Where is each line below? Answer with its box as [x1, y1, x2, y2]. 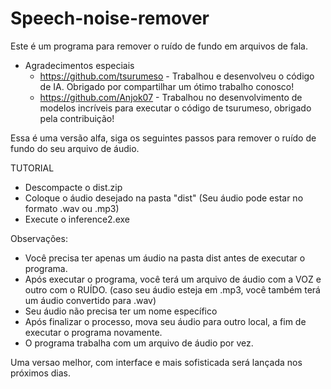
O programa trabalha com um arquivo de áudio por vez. [24, 337, 254, 349]
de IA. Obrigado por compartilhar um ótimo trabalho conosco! [39, 80, 295, 92]
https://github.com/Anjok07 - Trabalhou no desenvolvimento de [39, 91, 303, 103]
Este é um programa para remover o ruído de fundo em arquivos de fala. [10, 40, 308, 52]
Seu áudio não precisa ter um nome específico [24, 305, 218, 317]
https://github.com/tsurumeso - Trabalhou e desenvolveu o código [39, 70, 315, 82]
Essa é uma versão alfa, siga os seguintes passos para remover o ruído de [10, 132, 317, 144]
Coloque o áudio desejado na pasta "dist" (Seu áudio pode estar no [24, 192, 304, 204]
